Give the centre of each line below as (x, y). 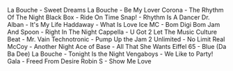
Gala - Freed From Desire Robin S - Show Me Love (79, 61)
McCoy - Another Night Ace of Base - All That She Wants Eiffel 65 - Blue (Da (117, 47)
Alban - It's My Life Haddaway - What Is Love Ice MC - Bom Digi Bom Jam (114, 24)
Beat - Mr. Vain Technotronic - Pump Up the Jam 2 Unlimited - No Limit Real (116, 39)
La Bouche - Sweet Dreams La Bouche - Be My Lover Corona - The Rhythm (115, 10)
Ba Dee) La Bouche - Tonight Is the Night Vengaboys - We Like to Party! (110, 54)
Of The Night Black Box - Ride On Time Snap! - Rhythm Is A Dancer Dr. (109, 17)
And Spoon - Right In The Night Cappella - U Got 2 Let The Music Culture (112, 32)
